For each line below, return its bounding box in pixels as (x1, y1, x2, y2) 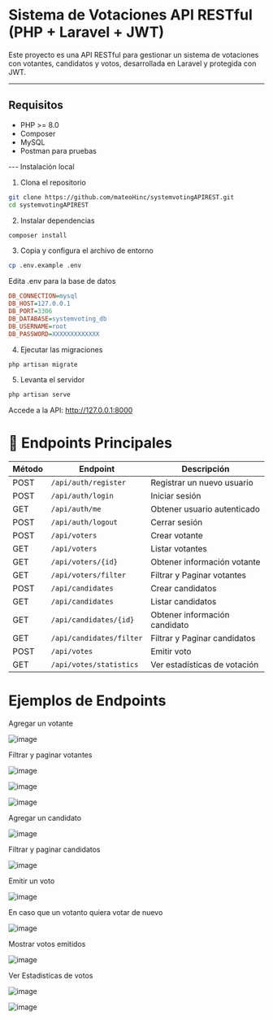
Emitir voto (149, 646, 192, 657)
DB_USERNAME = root (8, 322, 67, 330)
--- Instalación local (8, 161, 75, 172)
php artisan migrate (8, 360, 79, 368)
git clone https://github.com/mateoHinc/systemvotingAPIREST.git (8, 193, 234, 201)
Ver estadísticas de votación (149, 659, 259, 670)
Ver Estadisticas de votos (8, 970, 93, 981)
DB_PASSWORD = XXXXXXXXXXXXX (8, 329, 100, 338)
